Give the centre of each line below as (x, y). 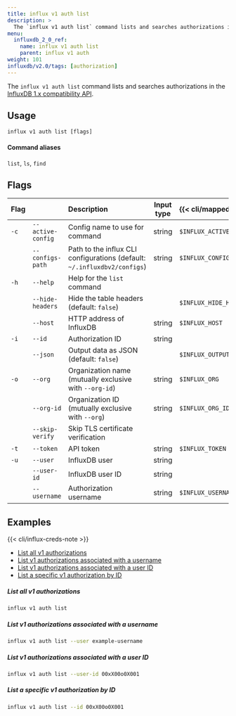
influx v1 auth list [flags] (50, 132)
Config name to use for (106, 227)
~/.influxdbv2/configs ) (107, 267)
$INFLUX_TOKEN (203, 449)
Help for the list (96, 279)
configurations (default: (107, 258)
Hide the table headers (106, 298)
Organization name (99, 371)
